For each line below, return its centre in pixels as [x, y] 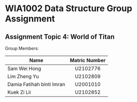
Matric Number [88, 60]
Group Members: [22, 48]
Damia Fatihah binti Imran [36, 84]
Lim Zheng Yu [23, 76]
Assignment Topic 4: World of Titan [60, 37]
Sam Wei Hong [24, 68]
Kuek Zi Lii [19, 92]
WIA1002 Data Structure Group [68, 8]
